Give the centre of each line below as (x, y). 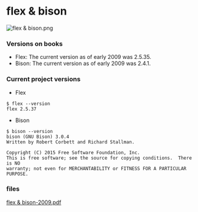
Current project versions (44, 79)
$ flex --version (28, 104)
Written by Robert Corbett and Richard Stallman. (71, 142)
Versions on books (34, 44)
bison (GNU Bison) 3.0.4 (38, 137)
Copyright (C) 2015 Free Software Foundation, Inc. (73, 152)
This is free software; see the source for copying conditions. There (99, 158)
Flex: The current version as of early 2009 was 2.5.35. (83, 57)
